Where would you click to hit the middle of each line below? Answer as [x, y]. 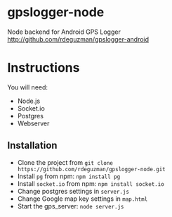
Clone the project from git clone [65, 162]
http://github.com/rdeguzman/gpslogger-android [78, 39]
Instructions [44, 68]
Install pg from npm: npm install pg [69, 176]
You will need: [27, 87]
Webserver [33, 123]
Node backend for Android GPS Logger [64, 32]
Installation [32, 145]
